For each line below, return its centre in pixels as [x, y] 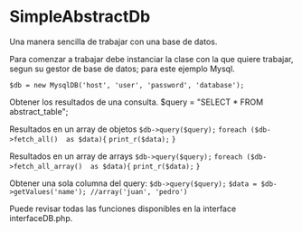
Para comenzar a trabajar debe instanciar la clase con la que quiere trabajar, [151, 59]
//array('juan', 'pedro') [139, 191]
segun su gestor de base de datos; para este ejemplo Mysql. [122, 69]
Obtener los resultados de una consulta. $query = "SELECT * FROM [137, 102]
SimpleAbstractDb [80, 17]
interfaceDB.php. [41, 218]
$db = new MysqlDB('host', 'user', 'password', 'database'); [127, 85]
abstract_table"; [39, 111]
